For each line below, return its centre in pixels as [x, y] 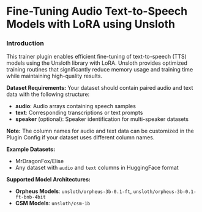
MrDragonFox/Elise [39, 161]
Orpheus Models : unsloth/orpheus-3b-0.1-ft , [73, 191]
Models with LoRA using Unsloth [91, 24]
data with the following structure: [48, 94]
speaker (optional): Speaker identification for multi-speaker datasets [102, 119]
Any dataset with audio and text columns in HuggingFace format [97, 168]
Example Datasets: [31, 149]
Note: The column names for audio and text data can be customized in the [100, 131]
